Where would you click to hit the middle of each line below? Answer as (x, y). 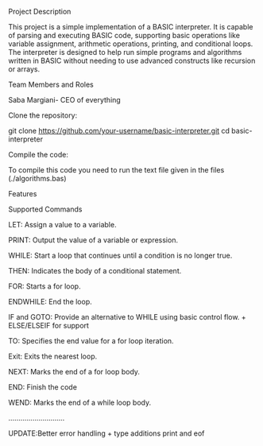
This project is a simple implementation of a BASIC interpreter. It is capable (131, 27)
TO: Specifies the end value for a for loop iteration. (91, 341)
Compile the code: (39, 155)
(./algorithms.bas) (37, 178)
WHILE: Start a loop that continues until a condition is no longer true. (120, 255)
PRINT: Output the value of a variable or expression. (93, 240)
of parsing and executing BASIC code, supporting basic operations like (124, 35)
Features (23, 194)
